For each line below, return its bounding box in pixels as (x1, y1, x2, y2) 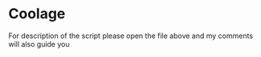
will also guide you (8, 39, 70, 48)
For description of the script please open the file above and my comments (8, 31, 254, 40)
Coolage (8, 5, 66, 23)
